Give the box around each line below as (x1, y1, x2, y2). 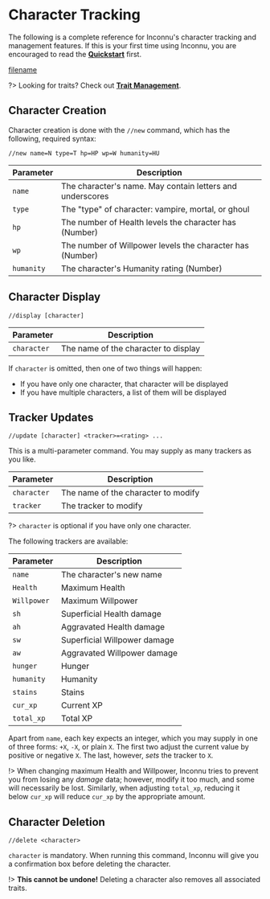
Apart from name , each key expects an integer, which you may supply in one (8, 733, 259, 743)
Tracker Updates (8, 410, 94, 424)
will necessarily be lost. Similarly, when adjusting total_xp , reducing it (8, 783, 240, 793)
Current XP (60, 700, 103, 711)
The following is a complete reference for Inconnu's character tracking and (8, 32, 257, 42)
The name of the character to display (60, 343, 201, 354)
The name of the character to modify (60, 487, 200, 499)
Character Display (8, 290, 101, 304)
